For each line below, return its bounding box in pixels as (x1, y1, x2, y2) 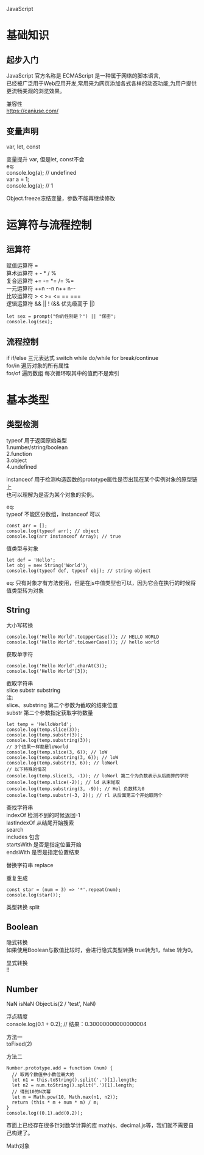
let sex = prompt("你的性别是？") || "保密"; (6, 313, 117, 320)
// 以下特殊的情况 (6, 766, 47, 772)
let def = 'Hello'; (6, 557, 56, 563)
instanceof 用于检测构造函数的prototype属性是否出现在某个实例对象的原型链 (6, 475, 198, 483)
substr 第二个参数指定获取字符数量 (6, 709, 93, 717)
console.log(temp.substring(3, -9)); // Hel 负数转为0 (6, 786, 145, 792)
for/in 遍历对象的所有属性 (6, 362, 69, 369)
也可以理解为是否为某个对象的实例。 (6, 491, 97, 498)
